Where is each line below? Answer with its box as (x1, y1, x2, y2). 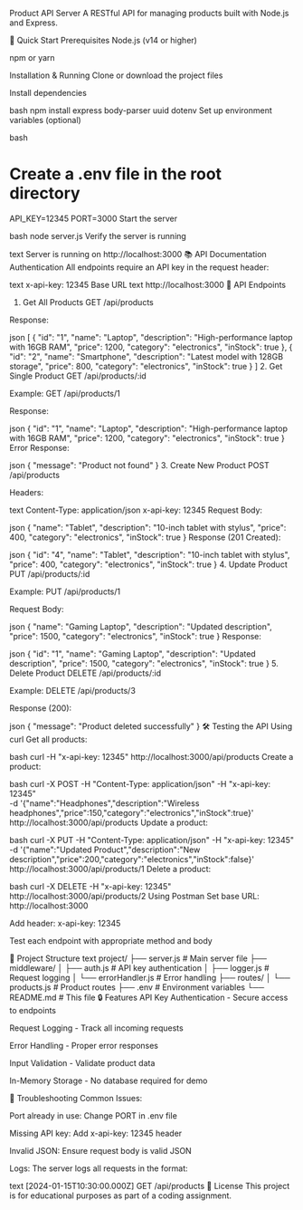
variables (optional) (9, 115, 81, 125)
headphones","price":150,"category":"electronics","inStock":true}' (9, 807, 254, 818)
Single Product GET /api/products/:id (9, 370, 147, 381)
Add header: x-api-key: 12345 (9, 917, 121, 928)
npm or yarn (9, 53, 56, 62)
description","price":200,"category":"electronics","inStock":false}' (9, 853, 255, 864)
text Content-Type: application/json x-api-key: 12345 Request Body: (9, 504, 263, 515)
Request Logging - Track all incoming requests (9, 1023, 184, 1033)
